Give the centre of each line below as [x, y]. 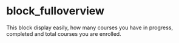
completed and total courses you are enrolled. [64, 33]
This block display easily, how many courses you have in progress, [90, 27]
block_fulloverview [56, 11]
